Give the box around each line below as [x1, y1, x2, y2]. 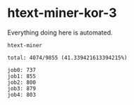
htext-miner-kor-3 [7, 5, 117, 21]
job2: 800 [7, 79, 37, 86]
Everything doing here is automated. [7, 28, 113, 37]
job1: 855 [7, 73, 37, 80]
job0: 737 [7, 66, 37, 73]
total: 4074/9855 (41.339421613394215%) [7, 54, 128, 61]
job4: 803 [7, 91, 37, 98]
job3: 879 [7, 85, 37, 92]
